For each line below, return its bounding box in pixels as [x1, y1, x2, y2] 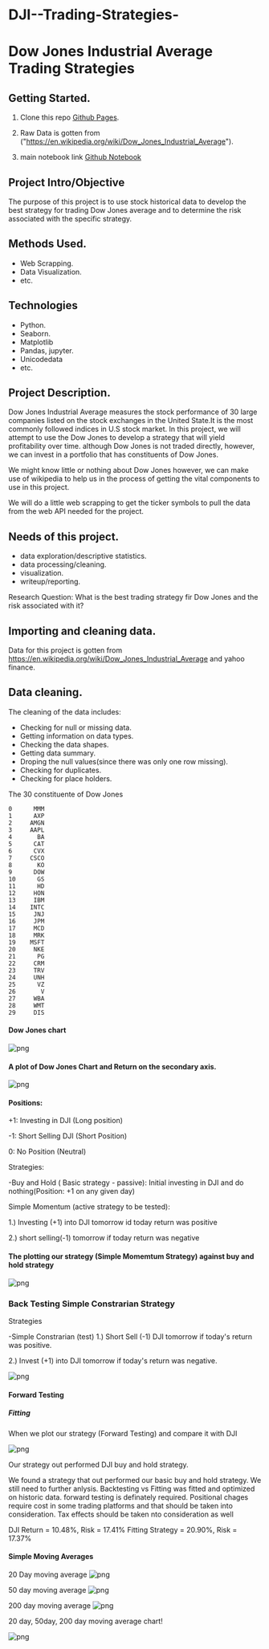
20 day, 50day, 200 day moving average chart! [8, 1616, 163, 1626]
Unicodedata [19, 354, 63, 364]
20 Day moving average [8, 1570, 88, 1579]
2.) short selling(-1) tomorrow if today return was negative [8, 1233, 200, 1243]
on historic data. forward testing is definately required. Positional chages [8, 1492, 249, 1502]
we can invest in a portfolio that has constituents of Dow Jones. [8, 450, 219, 459]
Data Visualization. [19, 267, 82, 276]
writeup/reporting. [19, 576, 81, 587]
